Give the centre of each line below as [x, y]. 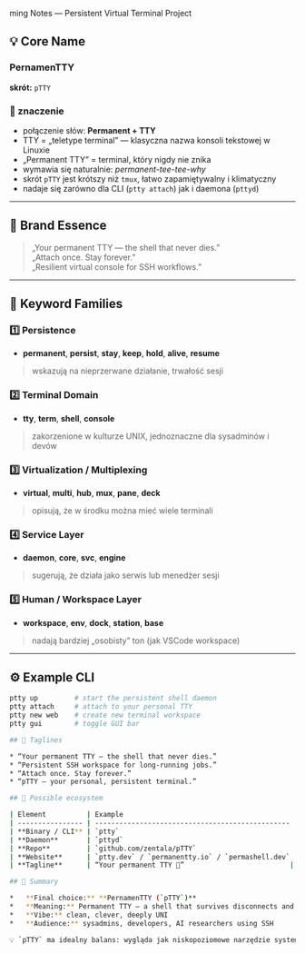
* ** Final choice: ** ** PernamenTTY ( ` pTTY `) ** [103, 899]
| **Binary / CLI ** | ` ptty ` [64, 831]
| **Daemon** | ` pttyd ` [67, 840]
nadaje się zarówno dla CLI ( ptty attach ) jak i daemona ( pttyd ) [141, 188]
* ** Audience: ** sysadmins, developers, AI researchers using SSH [142, 923]
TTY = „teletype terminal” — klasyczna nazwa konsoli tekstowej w [146, 140]
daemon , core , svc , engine [74, 558]
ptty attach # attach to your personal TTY [101, 707]
